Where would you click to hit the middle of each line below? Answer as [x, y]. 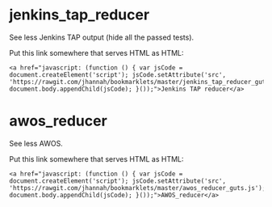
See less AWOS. [36, 143]
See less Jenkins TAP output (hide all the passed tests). [102, 37]
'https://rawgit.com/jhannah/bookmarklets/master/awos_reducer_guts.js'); [138, 188]
